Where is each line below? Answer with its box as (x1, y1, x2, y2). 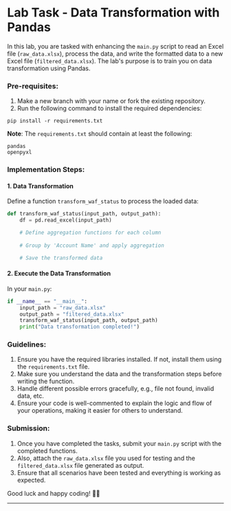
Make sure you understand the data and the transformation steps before (16, 370, 222, 378)
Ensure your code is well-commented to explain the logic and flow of (16, 399, 212, 407)
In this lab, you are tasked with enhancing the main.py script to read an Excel (7, 42, 224, 50)
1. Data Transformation (7, 182, 74, 190)
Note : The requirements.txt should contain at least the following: (7, 129, 192, 138)
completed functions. (16, 446, 78, 455)
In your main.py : (7, 284, 52, 293)
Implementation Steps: (7, 165, 85, 175)
